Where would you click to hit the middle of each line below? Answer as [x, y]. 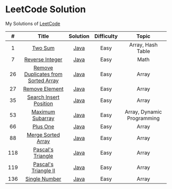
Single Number [43, 179]
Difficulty [106, 36]
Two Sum [43, 48]
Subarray [44, 118]
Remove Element [43, 89]
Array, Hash [143, 44]
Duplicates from [43, 74]
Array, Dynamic [143, 112]
